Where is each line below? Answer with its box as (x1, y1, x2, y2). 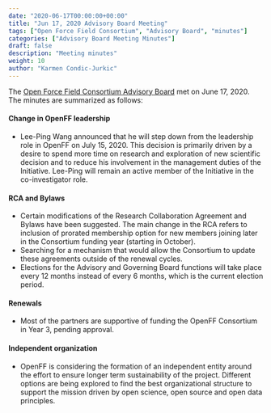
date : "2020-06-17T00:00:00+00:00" (8, 11, 129, 20)
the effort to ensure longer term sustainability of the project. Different (19, 369, 252, 380)
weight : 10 (8, 57, 45, 65)
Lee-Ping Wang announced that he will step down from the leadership (19, 131, 254, 141)
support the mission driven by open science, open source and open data (19, 387, 263, 397)
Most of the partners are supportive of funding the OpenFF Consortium (19, 316, 258, 326)
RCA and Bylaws (8, 193, 66, 203)
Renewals (8, 298, 42, 308)
